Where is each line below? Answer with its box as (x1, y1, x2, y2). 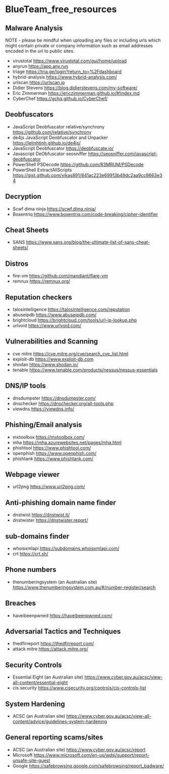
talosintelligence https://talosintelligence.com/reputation (12, 306, 130, 312)
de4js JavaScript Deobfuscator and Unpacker (12, 134, 108, 140)
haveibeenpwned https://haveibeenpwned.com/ (12, 612, 112, 618)
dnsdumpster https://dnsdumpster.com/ (12, 395, 96, 401)
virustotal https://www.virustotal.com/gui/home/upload (12, 58, 127, 64)
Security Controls (5, 660, 62, 669)
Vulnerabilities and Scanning (5, 337, 98, 346)
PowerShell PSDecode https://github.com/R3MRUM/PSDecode (12, 161, 144, 167)
